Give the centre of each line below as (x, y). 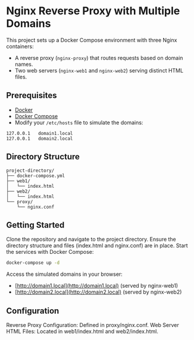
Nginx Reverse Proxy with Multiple (93, 11)
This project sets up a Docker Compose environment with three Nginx (92, 40)
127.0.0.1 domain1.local (40, 133)
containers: (20, 46)
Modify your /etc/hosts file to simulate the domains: (79, 122)
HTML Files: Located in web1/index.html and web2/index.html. (82, 332)
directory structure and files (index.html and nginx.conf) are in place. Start (97, 245)
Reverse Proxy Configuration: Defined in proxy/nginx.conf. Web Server (93, 325)
